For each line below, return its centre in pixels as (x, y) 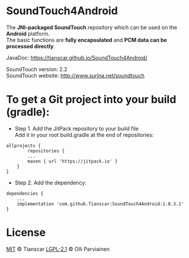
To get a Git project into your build (91, 100)
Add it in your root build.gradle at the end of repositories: (84, 135)
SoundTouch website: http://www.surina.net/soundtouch (76, 75)
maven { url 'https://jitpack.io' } (73, 161)
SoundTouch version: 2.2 (37, 69)
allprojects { (24, 146)
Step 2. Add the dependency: (51, 183)
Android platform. (28, 33)
